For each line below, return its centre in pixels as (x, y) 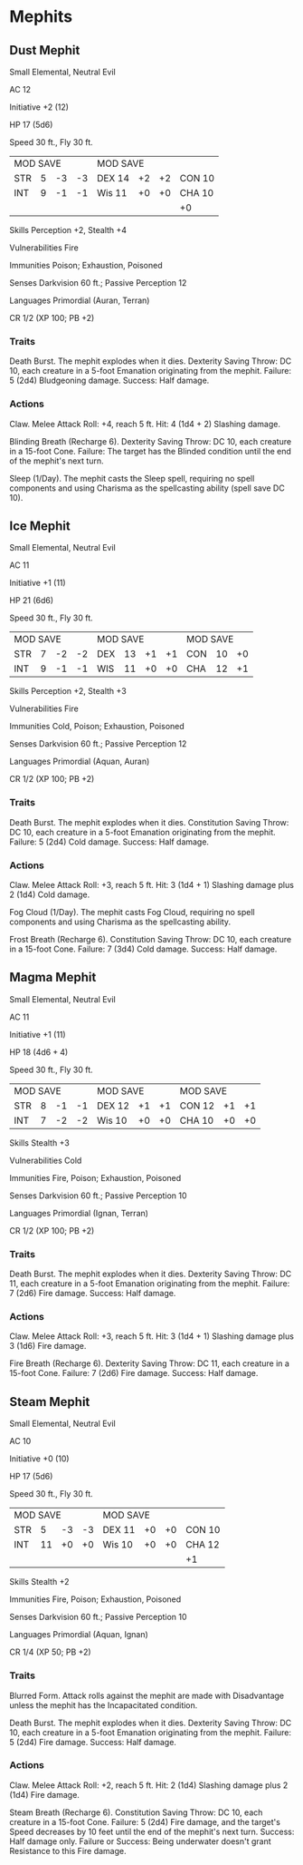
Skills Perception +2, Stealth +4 (68, 230)
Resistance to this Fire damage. (68, 1850)
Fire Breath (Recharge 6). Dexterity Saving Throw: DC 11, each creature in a (149, 1363)
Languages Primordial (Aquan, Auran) (80, 762)
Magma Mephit (53, 977)
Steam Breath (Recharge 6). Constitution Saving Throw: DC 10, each (136, 1812)
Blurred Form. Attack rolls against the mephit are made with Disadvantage (147, 1695)
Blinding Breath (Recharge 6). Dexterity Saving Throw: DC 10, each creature (151, 441)
